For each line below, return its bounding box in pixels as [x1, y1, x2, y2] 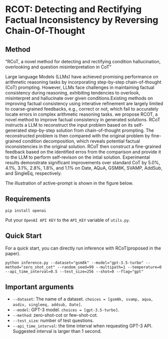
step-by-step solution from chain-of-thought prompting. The [27, 127, 154, 133]
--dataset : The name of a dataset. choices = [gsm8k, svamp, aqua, [12, 296, 153, 302]
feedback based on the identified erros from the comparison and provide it [5, 149, 161, 155]
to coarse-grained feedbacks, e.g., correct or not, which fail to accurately [5, 106, 158, 112]
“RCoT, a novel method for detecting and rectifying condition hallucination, [5, 59, 161, 64]
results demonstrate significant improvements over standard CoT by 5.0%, [5, 160, 160, 165]
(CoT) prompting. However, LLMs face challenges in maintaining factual [5, 84, 154, 90]
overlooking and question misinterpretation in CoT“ [5, 64, 112, 70]
